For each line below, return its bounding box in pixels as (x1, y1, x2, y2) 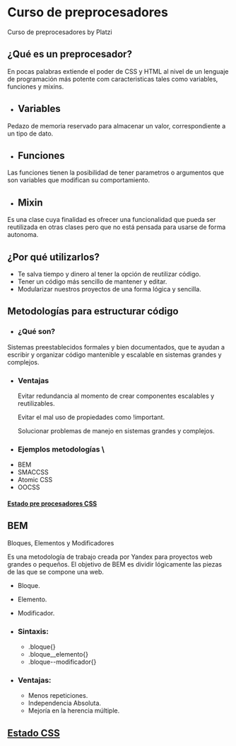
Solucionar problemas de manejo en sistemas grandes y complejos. (17, 426, 215, 435)
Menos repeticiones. (28, 691, 88, 700)
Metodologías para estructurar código (7, 306, 179, 318)
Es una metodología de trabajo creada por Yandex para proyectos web (7, 552, 213, 561)
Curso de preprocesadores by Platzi (7, 28, 112, 36)
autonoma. (7, 230, 39, 239)
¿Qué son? (17, 327, 55, 337)
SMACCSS (17, 468, 49, 477)
